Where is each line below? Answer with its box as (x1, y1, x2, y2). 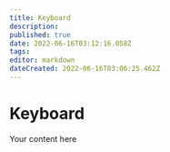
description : (9, 22, 59, 31)
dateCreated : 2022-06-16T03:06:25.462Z (9, 65, 161, 74)
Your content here (9, 133, 77, 144)
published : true (9, 30, 71, 39)
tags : (9, 47, 30, 56)
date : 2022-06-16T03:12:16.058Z (9, 38, 132, 48)
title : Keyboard (9, 13, 71, 23)
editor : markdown (9, 56, 75, 65)
